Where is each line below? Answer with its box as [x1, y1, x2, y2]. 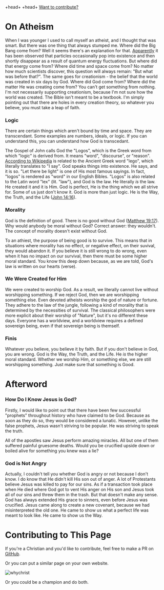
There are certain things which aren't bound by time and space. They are [5, 128, 152, 134]
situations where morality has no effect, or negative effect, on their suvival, [5, 242, 156, 248]
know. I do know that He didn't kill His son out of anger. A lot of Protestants [5, 476, 156, 482]
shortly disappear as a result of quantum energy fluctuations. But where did [5, 58, 157, 64]
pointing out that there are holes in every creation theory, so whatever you [5, 99, 154, 105]
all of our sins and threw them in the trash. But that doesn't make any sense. [5, 492, 158, 497]
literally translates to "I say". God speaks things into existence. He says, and [5, 163, 158, 169]
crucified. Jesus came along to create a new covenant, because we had [5, 502, 150, 508]
